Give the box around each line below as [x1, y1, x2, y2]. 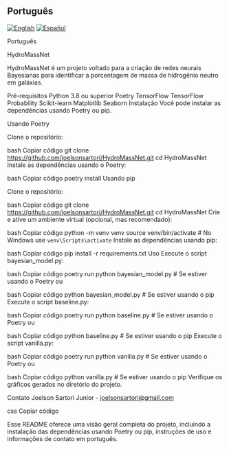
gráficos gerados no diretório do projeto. [7, 380, 122, 388]
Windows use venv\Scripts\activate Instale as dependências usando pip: [7, 236, 218, 244]
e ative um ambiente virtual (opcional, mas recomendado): [7, 215, 173, 223]
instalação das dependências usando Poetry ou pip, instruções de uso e [7, 427, 212, 436]
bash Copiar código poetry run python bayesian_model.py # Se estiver [7, 269, 208, 278]
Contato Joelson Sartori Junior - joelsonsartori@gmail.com [7, 393, 174, 401]
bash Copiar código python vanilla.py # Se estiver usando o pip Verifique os [7, 372, 223, 381]
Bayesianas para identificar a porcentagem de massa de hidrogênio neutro [7, 71, 219, 79]
